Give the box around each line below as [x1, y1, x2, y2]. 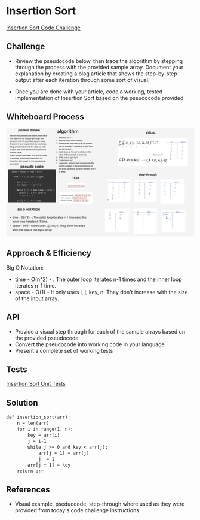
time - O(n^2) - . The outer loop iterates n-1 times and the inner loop [14, 276, 182, 283]
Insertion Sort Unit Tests [6, 380, 66, 388]
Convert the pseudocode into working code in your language [14, 340, 165, 348]
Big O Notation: [6, 264, 44, 271]
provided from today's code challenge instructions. [14, 507, 141, 514]
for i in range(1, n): [17, 427, 73, 433]
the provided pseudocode [14, 334, 79, 341]
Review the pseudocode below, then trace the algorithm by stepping [14, 57, 183, 64]
